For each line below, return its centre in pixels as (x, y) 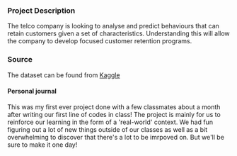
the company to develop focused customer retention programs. (100, 41)
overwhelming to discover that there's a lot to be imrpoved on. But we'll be (116, 137)
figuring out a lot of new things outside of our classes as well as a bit (108, 129)
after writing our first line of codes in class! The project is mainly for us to (114, 114)
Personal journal (32, 91)
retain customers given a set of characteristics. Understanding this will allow (118, 33)
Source (20, 60)
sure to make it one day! (42, 145)
